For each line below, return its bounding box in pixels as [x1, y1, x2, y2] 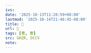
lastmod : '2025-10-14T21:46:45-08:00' [5, 17, 87, 22]
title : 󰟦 [5, 21, 24, 27]
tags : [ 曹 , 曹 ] [5, 31, 36, 36]
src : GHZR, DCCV [5, 36, 40, 41]
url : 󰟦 [5, 26, 19, 31]
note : [5, 40, 17, 45]
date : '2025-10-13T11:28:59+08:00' [5, 12, 81, 17]
